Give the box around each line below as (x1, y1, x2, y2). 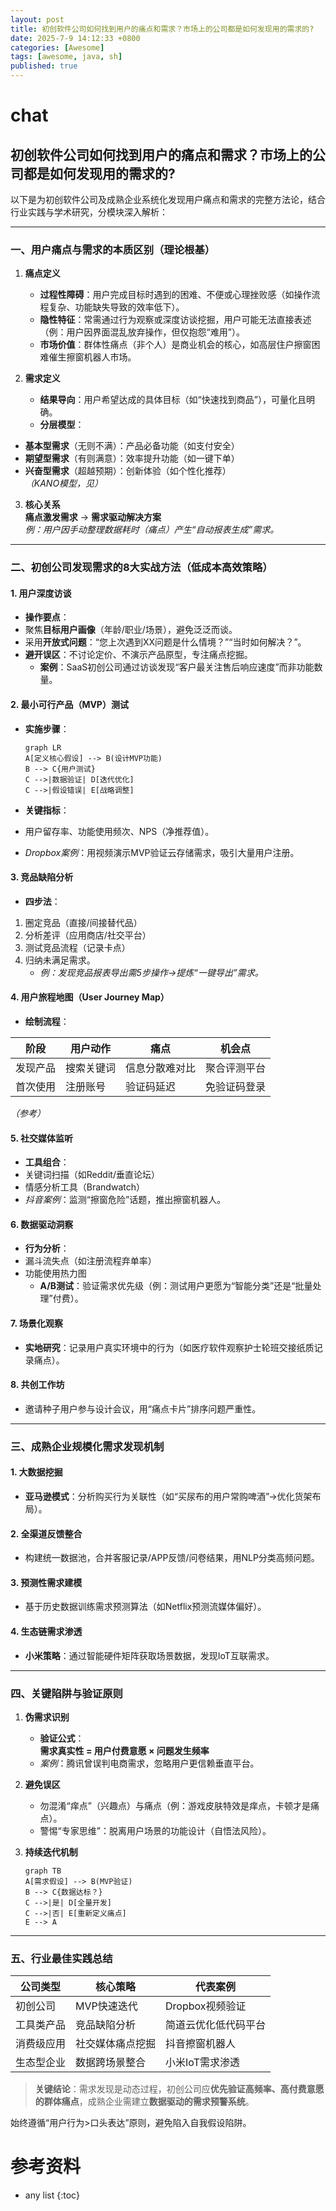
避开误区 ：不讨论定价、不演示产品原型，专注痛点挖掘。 (24, 649, 253, 661)
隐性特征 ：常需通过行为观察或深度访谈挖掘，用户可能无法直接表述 (39, 314, 312, 326)
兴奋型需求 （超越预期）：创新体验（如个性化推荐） (24, 465, 232, 477)
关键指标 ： (24, 804, 70, 816)
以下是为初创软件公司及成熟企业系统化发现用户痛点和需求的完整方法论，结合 (10, 194, 326, 205)
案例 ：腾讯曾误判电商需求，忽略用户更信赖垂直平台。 (39, 1757, 260, 1769)
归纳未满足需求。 (24, 954, 96, 966)
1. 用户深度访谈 (10, 587, 72, 599)
